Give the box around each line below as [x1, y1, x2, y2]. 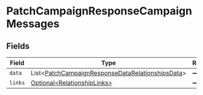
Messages [6, 17, 60, 31]
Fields [6, 41, 30, 51]
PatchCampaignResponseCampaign [6, 4, 192, 18]
